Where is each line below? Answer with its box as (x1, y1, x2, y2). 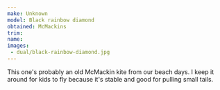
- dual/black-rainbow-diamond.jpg (10, 49, 110, 56)
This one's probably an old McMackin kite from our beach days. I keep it (7, 67, 214, 76)
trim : (7, 29, 23, 37)
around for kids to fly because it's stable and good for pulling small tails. (7, 75, 214, 83)
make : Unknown (7, 10, 49, 17)
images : (7, 42, 30, 49)
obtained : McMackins (7, 23, 67, 30)
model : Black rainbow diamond (7, 17, 95, 24)
